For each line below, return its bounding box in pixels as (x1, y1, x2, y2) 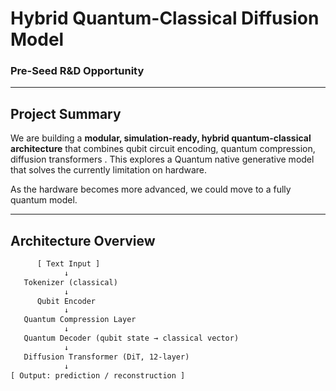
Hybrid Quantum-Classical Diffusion (10, 7, 320, 30)
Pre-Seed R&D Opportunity (10, 64, 145, 78)
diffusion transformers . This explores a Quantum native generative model (10, 153, 315, 166)
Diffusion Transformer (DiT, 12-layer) (23, 352, 190, 362)
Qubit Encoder (36, 296, 97, 306)
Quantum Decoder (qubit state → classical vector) (23, 333, 240, 344)
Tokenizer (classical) (23, 277, 118, 287)
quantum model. (10, 194, 78, 206)
